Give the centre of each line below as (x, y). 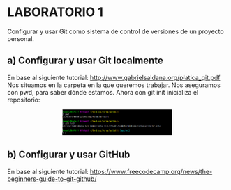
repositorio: (24, 100)
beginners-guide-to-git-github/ (52, 179)
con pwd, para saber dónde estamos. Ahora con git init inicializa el (103, 92)
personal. (21, 38)
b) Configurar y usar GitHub (69, 155)
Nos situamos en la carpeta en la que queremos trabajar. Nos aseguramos (114, 85)
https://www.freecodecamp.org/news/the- (151, 171)
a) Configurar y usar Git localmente (85, 61)
